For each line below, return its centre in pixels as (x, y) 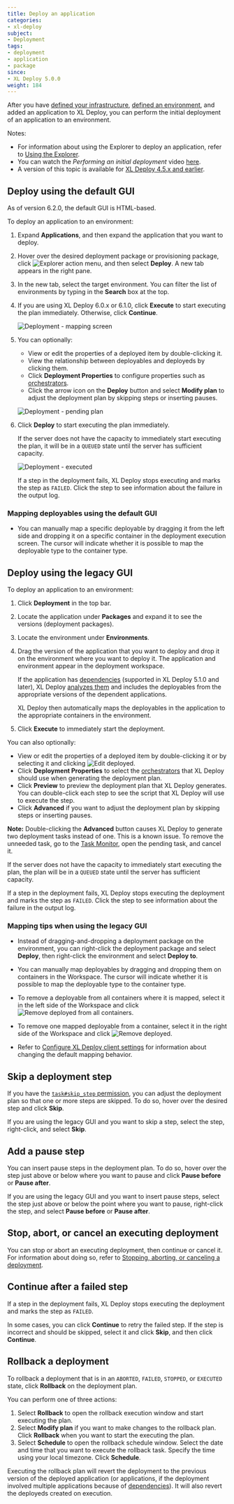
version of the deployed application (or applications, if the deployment (108, 1478)
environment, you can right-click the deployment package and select (117, 949)
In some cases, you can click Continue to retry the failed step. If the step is (115, 1324)
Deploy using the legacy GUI (70, 572)
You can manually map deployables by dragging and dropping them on (119, 970)
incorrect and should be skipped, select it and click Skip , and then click (110, 1332)
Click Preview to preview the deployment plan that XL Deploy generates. (122, 786)
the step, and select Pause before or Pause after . (79, 1211)
